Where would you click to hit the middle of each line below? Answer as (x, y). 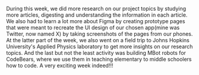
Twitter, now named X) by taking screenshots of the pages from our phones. (99, 34)
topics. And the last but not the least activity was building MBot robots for (96, 53)
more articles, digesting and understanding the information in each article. (97, 15)
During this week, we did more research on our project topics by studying (96, 9)
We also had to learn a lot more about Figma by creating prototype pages (96, 21)
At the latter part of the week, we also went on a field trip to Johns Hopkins (98, 40)
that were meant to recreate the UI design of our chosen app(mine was (93, 27)
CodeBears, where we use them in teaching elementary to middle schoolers (99, 59)
